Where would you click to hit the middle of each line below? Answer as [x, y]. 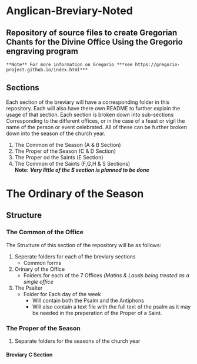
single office [39, 281]
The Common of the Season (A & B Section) [68, 145]
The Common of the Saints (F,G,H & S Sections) [72, 163]
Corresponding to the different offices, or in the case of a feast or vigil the [96, 121]
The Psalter [29, 288]
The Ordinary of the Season [75, 194]
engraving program [42, 51]
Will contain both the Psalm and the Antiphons [88, 300]
